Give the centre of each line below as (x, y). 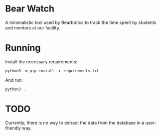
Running (23, 48)
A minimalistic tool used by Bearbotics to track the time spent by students (81, 22)
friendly (13, 128)
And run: (14, 80)
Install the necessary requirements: (41, 62)
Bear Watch (30, 9)
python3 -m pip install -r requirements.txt (52, 71)
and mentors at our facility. (33, 27)
